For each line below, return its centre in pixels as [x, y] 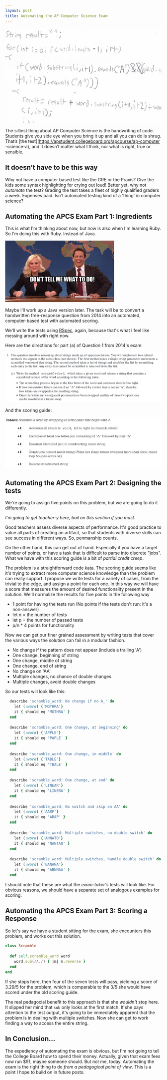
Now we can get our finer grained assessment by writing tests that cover [80, 635]
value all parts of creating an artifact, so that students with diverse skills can [83, 533]
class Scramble [21, 946]
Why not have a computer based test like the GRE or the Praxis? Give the [80, 179]
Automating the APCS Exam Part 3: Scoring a [76, 911]
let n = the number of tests [40, 615]
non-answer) [26, 610]
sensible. [14, 152]
